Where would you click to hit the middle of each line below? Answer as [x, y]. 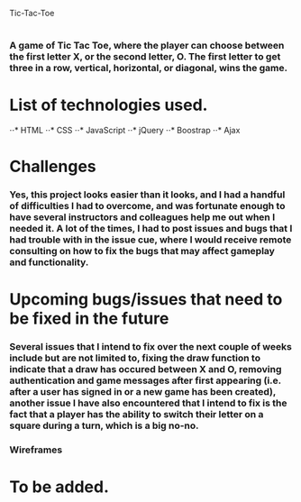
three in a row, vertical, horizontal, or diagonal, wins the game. [149, 68]
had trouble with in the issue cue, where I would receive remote [150, 240]
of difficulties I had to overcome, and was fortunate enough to [147, 206]
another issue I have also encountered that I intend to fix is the [148, 403]
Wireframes [36, 450]
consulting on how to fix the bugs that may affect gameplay [142, 251]
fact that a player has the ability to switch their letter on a [137, 415]
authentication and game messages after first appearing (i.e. [146, 380]
